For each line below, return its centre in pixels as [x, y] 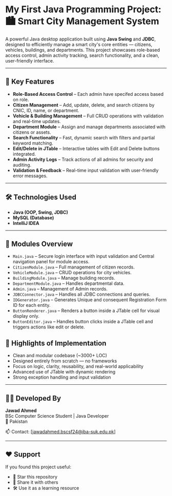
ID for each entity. [31, 305]
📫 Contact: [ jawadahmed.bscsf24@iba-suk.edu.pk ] [61, 432]
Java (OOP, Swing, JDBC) [40, 212]
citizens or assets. [32, 132]
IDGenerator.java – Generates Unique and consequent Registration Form [90, 300]
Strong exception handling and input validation [62, 377]
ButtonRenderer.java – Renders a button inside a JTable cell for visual [86, 311]
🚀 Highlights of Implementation [56, 343]
